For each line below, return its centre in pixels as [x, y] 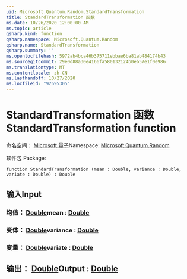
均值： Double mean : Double [48, 213]
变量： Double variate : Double [50, 248]
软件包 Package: [26, 158]
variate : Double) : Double [41, 174]
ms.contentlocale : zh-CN [37, 73]
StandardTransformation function [91, 128]
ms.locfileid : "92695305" [38, 84]
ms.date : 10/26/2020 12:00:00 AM [47, 23]
